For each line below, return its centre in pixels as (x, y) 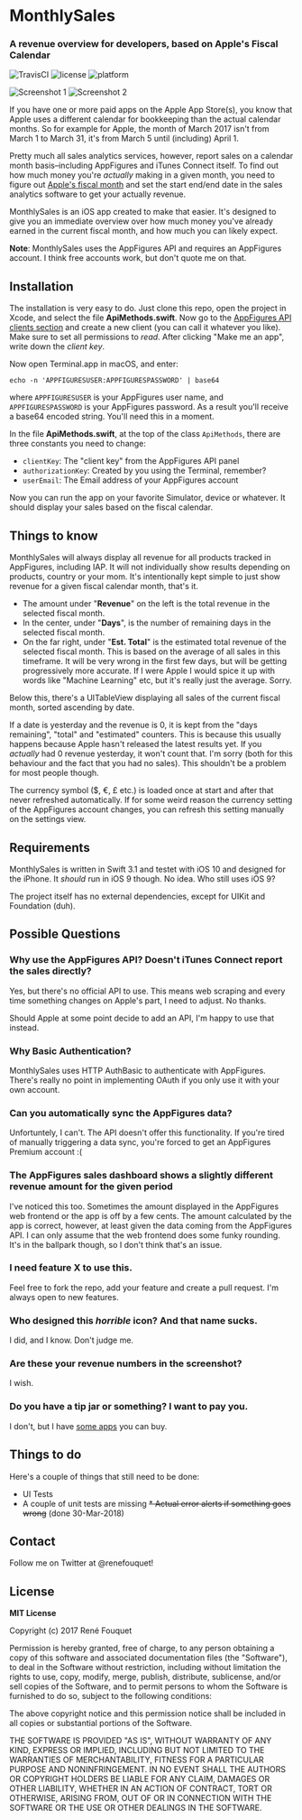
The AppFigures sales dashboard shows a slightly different (141, 1176)
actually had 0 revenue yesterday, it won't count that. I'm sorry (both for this (151, 753)
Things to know (54, 536)
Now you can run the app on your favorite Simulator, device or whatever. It (147, 498)
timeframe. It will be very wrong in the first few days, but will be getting (154, 661)
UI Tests (38, 1493)
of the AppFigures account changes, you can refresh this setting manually (147, 809)
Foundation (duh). (42, 905)
